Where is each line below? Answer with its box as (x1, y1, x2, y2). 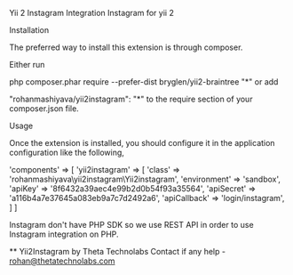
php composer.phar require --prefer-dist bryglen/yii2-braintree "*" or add (9, 77, 279, 87)
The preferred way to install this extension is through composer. (9, 42, 243, 53)
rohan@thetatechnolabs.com (9, 255, 115, 266)
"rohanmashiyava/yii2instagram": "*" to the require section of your (9, 93, 253, 104)
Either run (9, 60, 45, 69)
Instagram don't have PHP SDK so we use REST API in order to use (9, 220, 255, 230)
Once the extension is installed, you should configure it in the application (9, 138, 275, 148)
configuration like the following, (9, 147, 124, 158)
